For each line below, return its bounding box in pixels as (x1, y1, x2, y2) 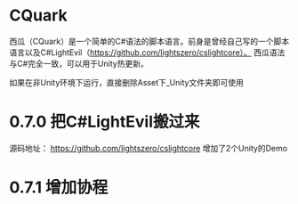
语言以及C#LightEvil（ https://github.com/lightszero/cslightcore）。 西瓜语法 (9, 46, 286, 58)
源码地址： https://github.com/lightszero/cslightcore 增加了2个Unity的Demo (9, 143, 287, 153)
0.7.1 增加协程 (9, 177, 109, 198)
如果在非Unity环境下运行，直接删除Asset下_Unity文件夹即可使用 (9, 77, 245, 87)
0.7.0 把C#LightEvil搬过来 (9, 112, 200, 132)
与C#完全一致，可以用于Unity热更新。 (9, 58, 149, 69)
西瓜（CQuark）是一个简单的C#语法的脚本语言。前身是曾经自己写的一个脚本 (9, 36, 290, 46)
